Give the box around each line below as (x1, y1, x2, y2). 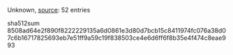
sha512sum (7, 19, 40, 27)
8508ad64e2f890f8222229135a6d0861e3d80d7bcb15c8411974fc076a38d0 (7, 27, 227, 34)
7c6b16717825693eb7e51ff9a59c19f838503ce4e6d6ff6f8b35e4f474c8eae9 (7, 34, 227, 42)
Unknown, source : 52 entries (7, 6, 91, 14)
